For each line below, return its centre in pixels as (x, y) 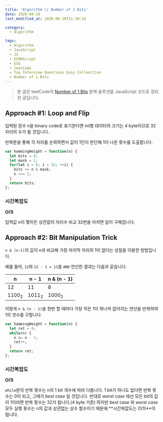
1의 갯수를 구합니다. (24, 315)
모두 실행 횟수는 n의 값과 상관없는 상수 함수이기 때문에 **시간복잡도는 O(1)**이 (80, 408)
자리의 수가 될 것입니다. (27, 132)
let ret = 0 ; (23, 328)
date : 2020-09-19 (23, 14)
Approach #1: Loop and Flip (47, 113)
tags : (10, 41)
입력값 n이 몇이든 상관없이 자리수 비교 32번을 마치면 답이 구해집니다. (70, 222)
